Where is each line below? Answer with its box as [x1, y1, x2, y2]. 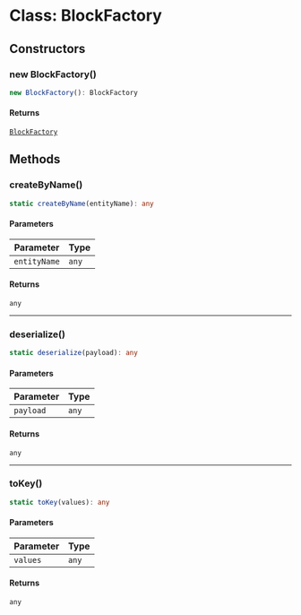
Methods [9, 152, 61, 167]
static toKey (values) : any [9, 498, 110, 507]
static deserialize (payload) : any [9, 349, 139, 358]
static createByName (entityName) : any [9, 199, 154, 208]
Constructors [9, 41, 86, 56]
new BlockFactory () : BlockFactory [9, 88, 139, 97]
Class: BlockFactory [9, 5, 163, 26]
